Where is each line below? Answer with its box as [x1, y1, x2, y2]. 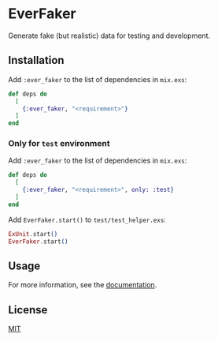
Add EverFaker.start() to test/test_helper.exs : [8, 215, 167, 224]
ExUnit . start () [8, 230, 58, 238]
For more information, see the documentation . [8, 280, 157, 290]
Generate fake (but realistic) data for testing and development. [8, 31, 211, 40]
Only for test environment [8, 138, 110, 149]
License [8, 303, 48, 317]
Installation [8, 54, 65, 67]
